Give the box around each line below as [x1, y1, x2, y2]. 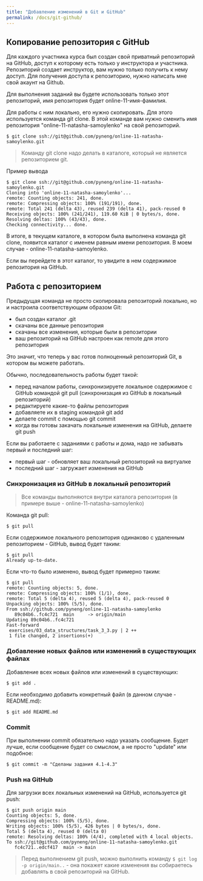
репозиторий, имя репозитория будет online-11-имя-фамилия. [6, 97, 167, 104]
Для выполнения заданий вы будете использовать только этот [6, 90, 170, 98]
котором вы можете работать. [6, 359, 85, 367]
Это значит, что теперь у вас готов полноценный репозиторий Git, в [6, 353, 182, 360]
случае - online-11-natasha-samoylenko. [6, 245, 108, 252]
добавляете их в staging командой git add [15, 409, 124, 416]
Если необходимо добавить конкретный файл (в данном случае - [6, 690, 176, 698]
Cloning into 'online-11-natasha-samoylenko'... [6, 190, 131, 196]
